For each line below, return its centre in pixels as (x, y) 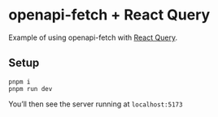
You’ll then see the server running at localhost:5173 (96, 104)
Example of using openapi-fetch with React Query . (93, 37)
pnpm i (20, 82)
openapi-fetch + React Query (109, 15)
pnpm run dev (31, 89)
